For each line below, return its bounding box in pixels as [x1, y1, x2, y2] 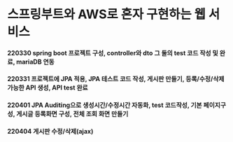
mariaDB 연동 [16, 57, 55, 66]
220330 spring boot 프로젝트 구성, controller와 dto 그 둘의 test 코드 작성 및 [7, 48, 218, 57]
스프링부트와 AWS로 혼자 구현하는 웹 [7, 6, 206, 22]
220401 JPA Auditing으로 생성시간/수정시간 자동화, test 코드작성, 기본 [7, 101, 202, 109]
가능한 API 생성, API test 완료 [7, 83, 89, 92]
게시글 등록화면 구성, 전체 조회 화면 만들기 [16, 109, 129, 118]
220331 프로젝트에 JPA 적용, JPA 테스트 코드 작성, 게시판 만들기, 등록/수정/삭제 [7, 75, 225, 83]
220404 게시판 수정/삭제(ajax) [7, 127, 94, 135]
